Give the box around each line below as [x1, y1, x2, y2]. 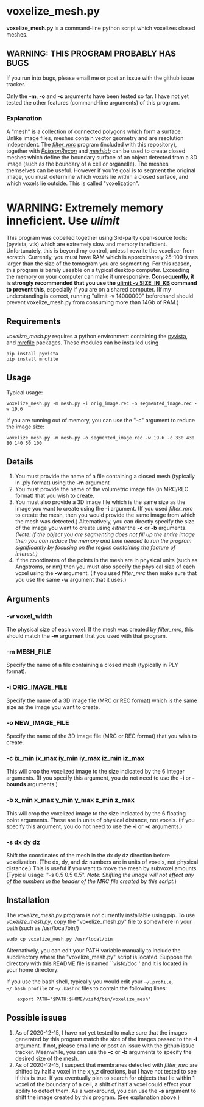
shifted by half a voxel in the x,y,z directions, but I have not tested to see [15, 1067, 197, 1075]
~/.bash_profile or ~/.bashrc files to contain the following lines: [6, 984, 167, 991]
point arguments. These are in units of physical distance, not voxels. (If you [6, 816, 195, 823]
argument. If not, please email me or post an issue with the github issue [15, 1042, 195, 1049]
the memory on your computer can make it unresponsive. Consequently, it [6, 273, 195, 280]
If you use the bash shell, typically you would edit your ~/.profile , [6, 978, 174, 985]
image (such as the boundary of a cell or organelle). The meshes [6, 160, 169, 168]
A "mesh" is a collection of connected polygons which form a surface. [6, 128, 183, 135]
